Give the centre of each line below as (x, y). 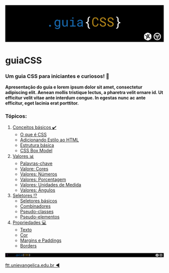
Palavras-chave (36, 163)
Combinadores (35, 206)
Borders (28, 246)
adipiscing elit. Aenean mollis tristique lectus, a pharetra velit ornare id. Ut (84, 93)
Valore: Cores (34, 169)
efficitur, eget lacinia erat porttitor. (42, 103)
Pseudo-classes (37, 212)
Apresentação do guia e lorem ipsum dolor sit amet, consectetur (74, 87)
